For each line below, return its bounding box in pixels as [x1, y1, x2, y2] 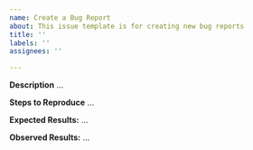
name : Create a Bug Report [9, 13, 111, 23]
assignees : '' [9, 47, 63, 56]
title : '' [9, 30, 47, 39]
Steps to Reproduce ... [9, 97, 95, 108]
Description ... [9, 80, 64, 90]
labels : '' [9, 38, 51, 48]
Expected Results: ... [9, 115, 89, 126]
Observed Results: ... [9, 132, 90, 143]
